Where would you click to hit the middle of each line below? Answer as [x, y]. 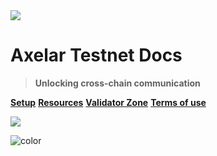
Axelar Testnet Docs [96, 55]
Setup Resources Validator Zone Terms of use [108, 102]
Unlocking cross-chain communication [117, 83]
